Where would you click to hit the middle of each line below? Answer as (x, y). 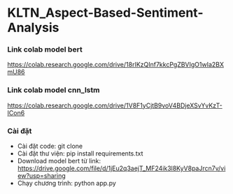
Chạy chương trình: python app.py (67, 184)
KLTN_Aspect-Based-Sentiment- (105, 13)
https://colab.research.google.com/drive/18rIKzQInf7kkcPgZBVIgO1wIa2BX (116, 65)
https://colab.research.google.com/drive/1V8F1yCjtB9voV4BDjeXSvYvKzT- (115, 105)
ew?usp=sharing (42, 176)
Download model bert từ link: (59, 161)
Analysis (33, 28)
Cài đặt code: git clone (50, 146)
